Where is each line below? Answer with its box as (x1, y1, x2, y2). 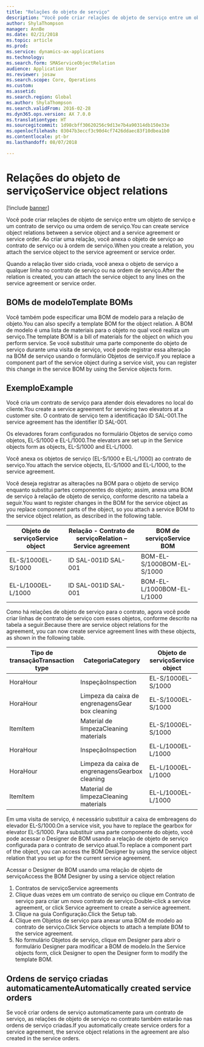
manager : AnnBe (6, 26, 45, 32)
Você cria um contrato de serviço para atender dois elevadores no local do (6, 399, 194, 406)
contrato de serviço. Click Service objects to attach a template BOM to (15, 923, 190, 931)
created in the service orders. (6, 1035, 81, 1042)
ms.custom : (6, 83, 34, 89)
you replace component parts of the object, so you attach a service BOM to (6, 506, 195, 513)
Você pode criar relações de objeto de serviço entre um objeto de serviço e (6, 216, 195, 223)
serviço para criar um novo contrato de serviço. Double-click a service (15, 898, 191, 905)
